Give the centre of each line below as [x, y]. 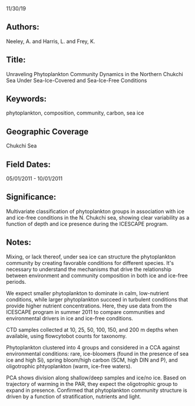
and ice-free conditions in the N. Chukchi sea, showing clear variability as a [98, 217]
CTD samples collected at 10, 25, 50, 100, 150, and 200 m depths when [92, 329]
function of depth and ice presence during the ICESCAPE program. [87, 224]
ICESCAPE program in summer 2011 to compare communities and [85, 312]
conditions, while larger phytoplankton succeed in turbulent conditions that [97, 299]
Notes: [19, 242]
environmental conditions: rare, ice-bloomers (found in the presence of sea [97, 353]
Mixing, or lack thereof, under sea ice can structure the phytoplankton [91, 257]
